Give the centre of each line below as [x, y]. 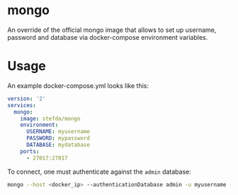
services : [22, 105]
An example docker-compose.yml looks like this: [78, 85]
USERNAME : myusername [58, 132]
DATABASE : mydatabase [58, 145]
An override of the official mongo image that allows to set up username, [112, 30]
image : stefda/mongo [50, 118]
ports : [30, 151]
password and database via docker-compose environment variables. [108, 37]
